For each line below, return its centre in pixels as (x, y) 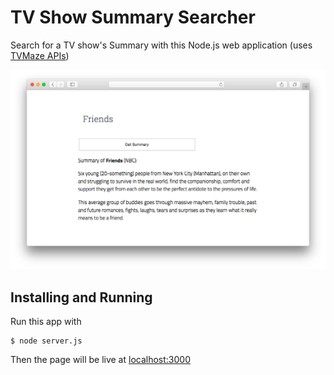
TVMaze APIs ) (40, 55)
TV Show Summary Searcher (133, 17)
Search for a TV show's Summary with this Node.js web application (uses (161, 45)
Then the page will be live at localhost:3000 (100, 360)
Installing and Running (81, 297)
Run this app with (46, 322)
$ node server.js (46, 341)
